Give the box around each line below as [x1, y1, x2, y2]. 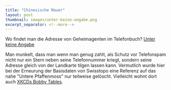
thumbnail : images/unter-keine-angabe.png [5, 17, 97, 22]
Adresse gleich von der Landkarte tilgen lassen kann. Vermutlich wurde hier [5, 62, 165, 68]
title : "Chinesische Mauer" [5, 7, 66, 13]
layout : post [5, 12, 33, 17]
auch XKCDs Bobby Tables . [5, 79, 63, 85]
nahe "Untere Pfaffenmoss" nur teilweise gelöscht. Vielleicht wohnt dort [5, 73, 157, 80]
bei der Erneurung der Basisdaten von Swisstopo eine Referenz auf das [5, 68, 156, 74]
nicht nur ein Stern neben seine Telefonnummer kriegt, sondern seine [5, 57, 152, 63]
